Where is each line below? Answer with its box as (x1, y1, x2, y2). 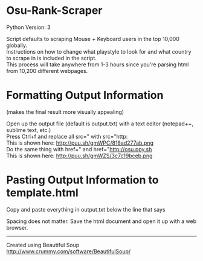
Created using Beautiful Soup (6, 241, 80, 248)
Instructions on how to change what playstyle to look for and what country (6, 48, 192, 55)
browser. (6, 224, 28, 231)
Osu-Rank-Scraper (6, 4, 103, 17)
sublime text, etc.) (6, 126, 51, 133)
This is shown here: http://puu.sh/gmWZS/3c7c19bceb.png (6, 152, 153, 159)
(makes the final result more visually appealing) (6, 108, 124, 115)
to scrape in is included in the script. (6, 54, 97, 61)
